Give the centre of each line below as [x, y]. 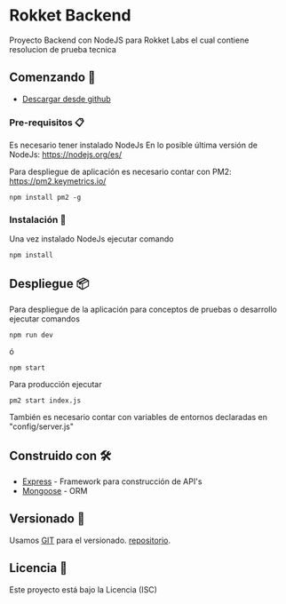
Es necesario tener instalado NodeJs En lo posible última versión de [133, 145]
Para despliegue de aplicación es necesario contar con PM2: [120, 172]
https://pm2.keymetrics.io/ [58, 181]
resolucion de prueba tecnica [63, 49]
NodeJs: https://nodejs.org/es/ [66, 155]
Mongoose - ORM [55, 490]
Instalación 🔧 [38, 219]
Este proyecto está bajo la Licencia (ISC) [83, 589]
